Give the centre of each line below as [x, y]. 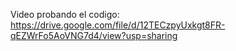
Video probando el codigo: [65, 14]
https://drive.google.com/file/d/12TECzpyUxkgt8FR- [118, 25]
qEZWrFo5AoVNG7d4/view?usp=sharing [94, 35]
